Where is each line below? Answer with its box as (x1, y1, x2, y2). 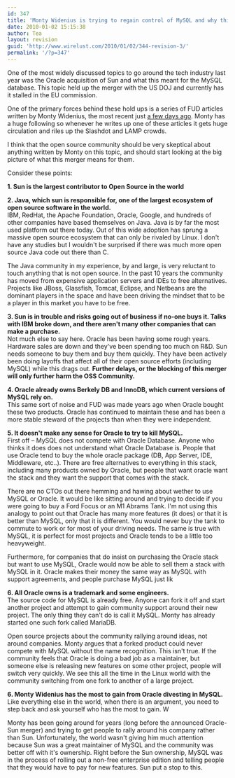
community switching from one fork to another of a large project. (7, 676, 194, 685)
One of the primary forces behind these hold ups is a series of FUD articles (7, 104, 224, 113)
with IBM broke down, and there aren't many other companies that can (7, 319, 217, 328)
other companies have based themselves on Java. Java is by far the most (7, 218, 220, 226)
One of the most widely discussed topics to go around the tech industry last (7, 68, 226, 77)
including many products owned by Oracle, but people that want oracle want (7, 466, 228, 474)
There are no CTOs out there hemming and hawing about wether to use (7, 487, 213, 495)
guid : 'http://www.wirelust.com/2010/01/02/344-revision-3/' (7, 43, 190, 50)
